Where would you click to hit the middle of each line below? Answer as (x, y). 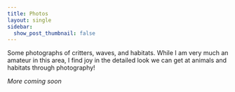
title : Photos (28, 14)
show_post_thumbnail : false (55, 33)
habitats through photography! (52, 68)
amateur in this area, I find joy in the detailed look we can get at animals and (117, 61)
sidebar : (20, 26)
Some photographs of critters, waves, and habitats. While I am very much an (118, 53)
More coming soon (34, 82)
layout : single (29, 20)
